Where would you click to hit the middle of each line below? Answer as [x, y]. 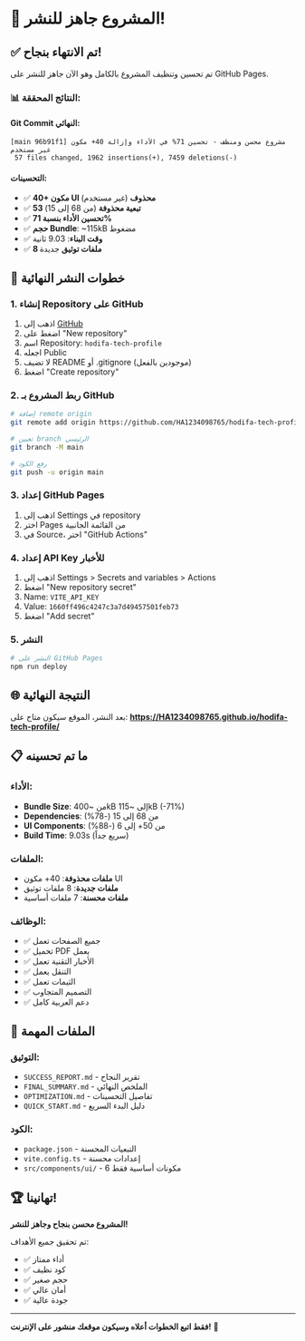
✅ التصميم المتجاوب [57, 992]
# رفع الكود [29, 463]
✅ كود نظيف [44, 1269]
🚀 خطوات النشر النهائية [68, 278]
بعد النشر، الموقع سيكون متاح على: [69, 717]
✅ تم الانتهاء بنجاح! [56, 52]
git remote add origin [53, 423]
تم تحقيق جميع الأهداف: [50, 1242]
